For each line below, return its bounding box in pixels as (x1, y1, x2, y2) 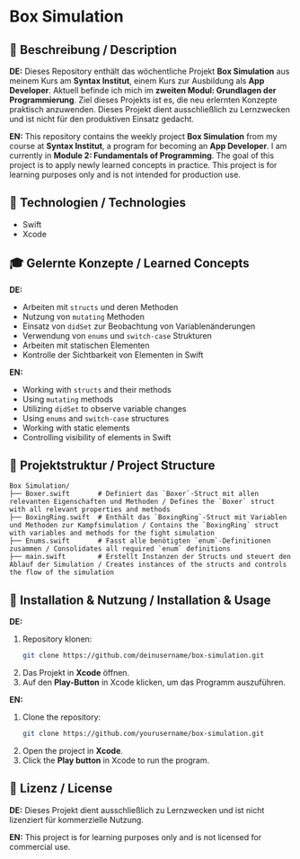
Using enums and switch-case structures (22, 412, 169, 423)
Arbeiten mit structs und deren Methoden (22, 301, 179, 312)
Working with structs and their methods (22, 384, 172, 394)
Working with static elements (22, 422, 130, 433)
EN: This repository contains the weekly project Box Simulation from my (9, 131, 278, 141)
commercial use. (9, 841, 71, 852)
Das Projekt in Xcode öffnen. (22, 668, 130, 678)
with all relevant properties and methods (9, 505, 171, 514)
